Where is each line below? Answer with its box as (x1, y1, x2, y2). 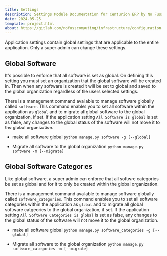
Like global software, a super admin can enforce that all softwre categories (5, 175, 159, 182)
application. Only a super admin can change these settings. (5, 45, 127, 51)
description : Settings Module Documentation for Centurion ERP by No (5, 12, 153, 17)
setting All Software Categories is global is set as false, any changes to (5, 212, 157, 218)
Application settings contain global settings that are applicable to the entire (5, 39, 159, 45)
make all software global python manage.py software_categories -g (12, 227, 151, 233)
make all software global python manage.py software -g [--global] (12, 134, 151, 140)
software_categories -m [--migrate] (12, 246, 88, 251)
